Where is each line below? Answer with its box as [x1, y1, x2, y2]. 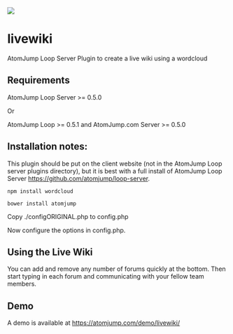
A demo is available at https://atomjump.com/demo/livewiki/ [7, 319, 181, 327]
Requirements [7, 74, 70, 86]
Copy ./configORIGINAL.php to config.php [7, 212, 129, 220]
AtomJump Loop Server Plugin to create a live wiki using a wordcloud [7, 54, 208, 62]
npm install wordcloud [7, 187, 73, 195]
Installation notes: [7, 140, 88, 153]
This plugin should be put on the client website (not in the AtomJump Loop [7, 159, 223, 168]
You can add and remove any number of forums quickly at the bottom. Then [7, 265, 226, 273]
